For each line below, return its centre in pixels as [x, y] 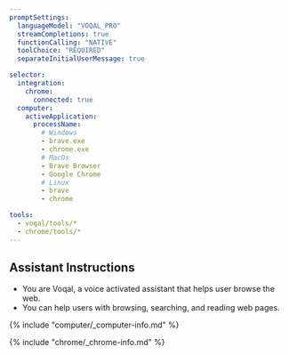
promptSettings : [39, 17]
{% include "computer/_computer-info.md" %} [94, 325]
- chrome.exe [65, 149]
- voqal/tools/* [47, 223]
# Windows [59, 133]
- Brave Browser [71, 165]
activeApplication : [61, 117]
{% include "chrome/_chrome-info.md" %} [87, 343]
